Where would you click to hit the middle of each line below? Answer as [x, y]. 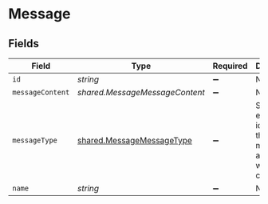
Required [230, 66]
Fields [24, 44]
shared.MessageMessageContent [141, 92]
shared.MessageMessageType [135, 140]
